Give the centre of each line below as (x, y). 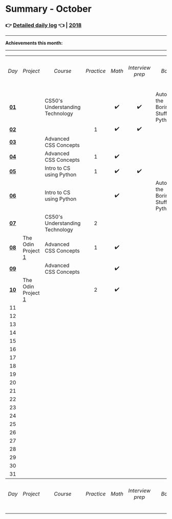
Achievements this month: (34, 43)
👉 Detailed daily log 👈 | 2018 (44, 25)
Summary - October (49, 9)
